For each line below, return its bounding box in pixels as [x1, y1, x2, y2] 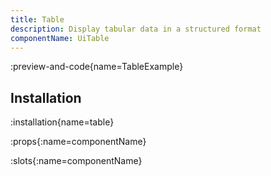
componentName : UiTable [10, 33, 110, 43]
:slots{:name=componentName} [10, 155, 143, 167]
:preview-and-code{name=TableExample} [10, 61, 184, 73]
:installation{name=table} [10, 116, 115, 128]
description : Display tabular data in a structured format [10, 24, 262, 34]
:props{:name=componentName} [10, 136, 147, 148]
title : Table [10, 14, 65, 25]
